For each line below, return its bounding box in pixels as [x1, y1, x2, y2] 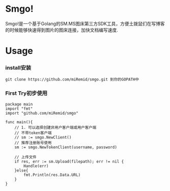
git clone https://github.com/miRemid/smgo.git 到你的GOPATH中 [5, 77, 139, 82]
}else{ [14, 168, 29, 173]
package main [5, 101, 33, 107]
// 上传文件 [14, 154, 37, 159]
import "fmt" [5, 106, 33, 111]
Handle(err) [23, 163, 49, 169]
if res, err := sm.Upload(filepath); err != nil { [14, 159, 124, 164]
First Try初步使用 [5, 90, 47, 97]
